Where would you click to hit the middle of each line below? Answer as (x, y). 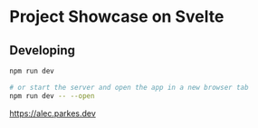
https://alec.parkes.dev (53, 113)
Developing (42, 50)
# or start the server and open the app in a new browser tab (129, 87)
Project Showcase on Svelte (117, 17)
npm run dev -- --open (52, 96)
